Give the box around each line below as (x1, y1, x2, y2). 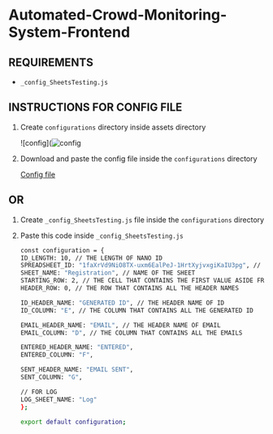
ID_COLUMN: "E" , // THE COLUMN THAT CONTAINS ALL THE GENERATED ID (19, 306, 253, 314)
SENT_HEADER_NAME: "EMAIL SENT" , (19, 366, 134, 374)
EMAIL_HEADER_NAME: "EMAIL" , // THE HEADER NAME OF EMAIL (19, 321, 221, 329)
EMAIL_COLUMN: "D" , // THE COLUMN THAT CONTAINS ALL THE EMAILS (19, 328, 243, 337)
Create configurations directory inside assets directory (19, 122, 206, 132)
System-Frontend (8, 23, 131, 42)
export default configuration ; (19, 418, 127, 426)
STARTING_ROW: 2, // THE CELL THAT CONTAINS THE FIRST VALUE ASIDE (19, 277, 253, 285)
